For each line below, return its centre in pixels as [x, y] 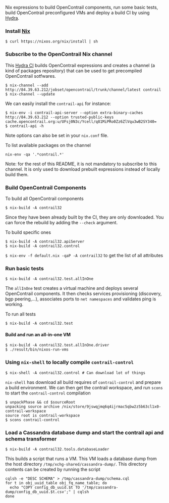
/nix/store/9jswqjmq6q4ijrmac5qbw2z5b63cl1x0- [111, 407]
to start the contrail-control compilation [48, 393]
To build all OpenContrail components [45, 198]
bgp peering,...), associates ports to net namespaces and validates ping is [81, 299]
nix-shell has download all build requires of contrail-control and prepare [83, 382]
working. [14, 305]
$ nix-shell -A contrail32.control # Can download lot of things [75, 373]
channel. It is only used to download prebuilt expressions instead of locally [83, 169]
